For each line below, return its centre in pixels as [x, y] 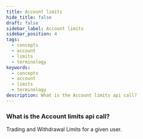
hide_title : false [29, 17]
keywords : [18, 67]
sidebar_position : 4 [32, 34]
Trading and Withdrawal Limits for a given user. [64, 129]
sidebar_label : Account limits [45, 28]
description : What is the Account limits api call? [71, 95]
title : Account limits [34, 12]
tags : [13, 40]
